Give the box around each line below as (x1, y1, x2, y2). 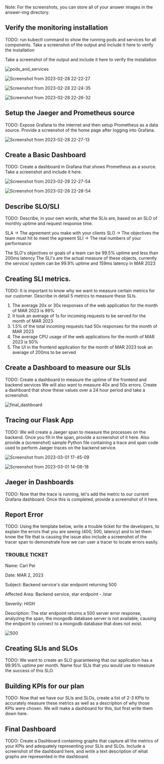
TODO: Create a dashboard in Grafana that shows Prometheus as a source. (5, 164, 157, 170)
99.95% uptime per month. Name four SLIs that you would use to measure (5, 662, 155, 668)
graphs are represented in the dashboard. (5, 754, 90, 760)
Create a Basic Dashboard (5, 151, 86, 159)
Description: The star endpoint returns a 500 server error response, (5, 610, 141, 616)
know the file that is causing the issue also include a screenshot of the (5, 534, 147, 540)
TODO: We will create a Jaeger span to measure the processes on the (5, 429, 146, 435)
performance (5, 241, 32, 246)
